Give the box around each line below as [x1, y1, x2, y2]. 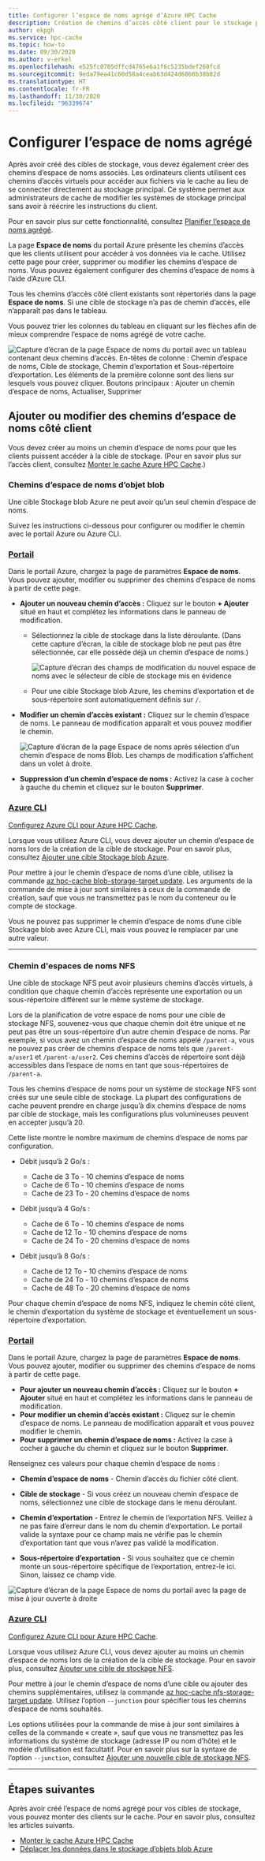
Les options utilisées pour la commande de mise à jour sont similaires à [8, 1719, 240, 1729]
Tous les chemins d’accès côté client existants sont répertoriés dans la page [8, 289, 256, 299]
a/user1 [8, 1054, 34, 1061]
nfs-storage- [212, 1687, 255, 1696]
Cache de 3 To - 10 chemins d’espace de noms [31, 1172, 185, 1181]
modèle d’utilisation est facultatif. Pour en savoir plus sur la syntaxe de [8, 1744, 237, 1754]
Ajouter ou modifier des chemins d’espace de [8, 409, 237, 423]
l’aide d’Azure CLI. [8, 274, 67, 284]
